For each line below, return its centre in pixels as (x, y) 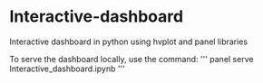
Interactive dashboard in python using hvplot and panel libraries (128, 41)
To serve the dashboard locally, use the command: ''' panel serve (131, 59)
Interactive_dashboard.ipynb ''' (67, 69)
